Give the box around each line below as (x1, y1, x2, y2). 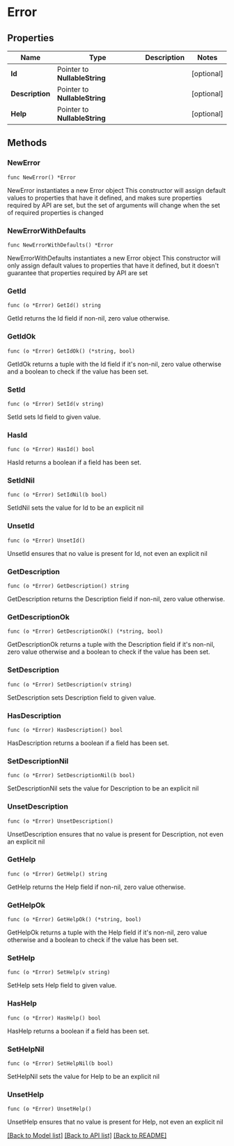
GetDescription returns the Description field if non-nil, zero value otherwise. (7, 595, 225, 603)
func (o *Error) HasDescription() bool (7, 726, 123, 733)
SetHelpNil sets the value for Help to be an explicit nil (7, 1073, 160, 1081)
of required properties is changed (7, 208, 104, 216)
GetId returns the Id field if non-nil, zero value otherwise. (7, 314, 171, 323)
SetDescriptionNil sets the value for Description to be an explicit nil (7, 784, 199, 793)
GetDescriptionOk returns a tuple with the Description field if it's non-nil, (7, 640, 215, 649)
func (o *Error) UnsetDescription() (7, 818, 114, 825)
